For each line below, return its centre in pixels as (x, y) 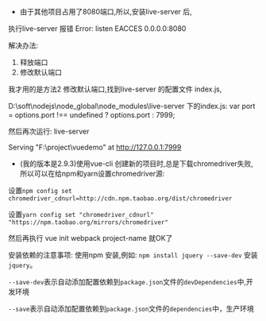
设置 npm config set (40, 190)
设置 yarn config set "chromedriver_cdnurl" (81, 214)
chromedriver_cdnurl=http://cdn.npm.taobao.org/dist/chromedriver (120, 199)
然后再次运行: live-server (49, 131)
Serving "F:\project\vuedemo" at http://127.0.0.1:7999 (95, 147)
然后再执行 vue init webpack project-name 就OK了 (91, 238)
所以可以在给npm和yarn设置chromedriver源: (92, 174)
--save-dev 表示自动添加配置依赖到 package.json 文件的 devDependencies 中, (127, 282)
